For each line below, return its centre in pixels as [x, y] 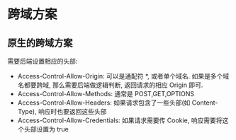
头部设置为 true [46, 129]
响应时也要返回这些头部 [72, 111]
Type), [27, 111]
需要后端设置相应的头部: [43, 61]
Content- [205, 103]
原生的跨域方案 [40, 43]
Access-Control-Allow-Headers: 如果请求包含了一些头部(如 [104, 103]
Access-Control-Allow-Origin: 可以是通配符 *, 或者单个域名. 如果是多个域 [123, 76]
